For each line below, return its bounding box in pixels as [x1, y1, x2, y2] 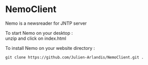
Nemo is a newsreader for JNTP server [5, 20, 87, 26]
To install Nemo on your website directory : [5, 45, 95, 51]
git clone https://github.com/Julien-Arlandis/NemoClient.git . [5, 54, 144, 60]
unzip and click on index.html [5, 35, 67, 41]
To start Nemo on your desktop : [5, 30, 73, 36]
